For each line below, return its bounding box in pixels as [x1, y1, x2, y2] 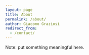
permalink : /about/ [5, 16, 47, 21]
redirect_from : [5, 26, 37, 31]
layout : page [5, 7, 33, 12]
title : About [5, 12, 33, 17]
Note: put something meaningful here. [5, 44, 84, 50]
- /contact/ [10, 30, 35, 35]
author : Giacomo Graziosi [5, 21, 60, 26]
